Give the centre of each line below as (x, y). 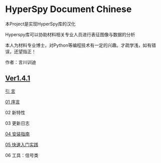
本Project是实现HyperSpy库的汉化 (40, 24)
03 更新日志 (18, 123)
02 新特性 (15, 112)
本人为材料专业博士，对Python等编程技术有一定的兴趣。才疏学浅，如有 (78, 45)
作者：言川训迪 (21, 62)
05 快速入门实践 (22, 144)
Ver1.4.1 (18, 78)
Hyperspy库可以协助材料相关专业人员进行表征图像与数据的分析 (70, 34)
